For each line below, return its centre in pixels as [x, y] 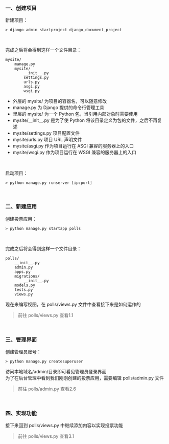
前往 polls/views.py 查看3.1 [46, 436]
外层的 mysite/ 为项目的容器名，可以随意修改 [60, 101]
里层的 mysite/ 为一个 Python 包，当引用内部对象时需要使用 [75, 114]
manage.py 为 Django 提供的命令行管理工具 [58, 108]
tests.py [24, 290]
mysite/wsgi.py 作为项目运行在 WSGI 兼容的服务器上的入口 [74, 153]
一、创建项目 [21, 8]
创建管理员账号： [23, 351]
